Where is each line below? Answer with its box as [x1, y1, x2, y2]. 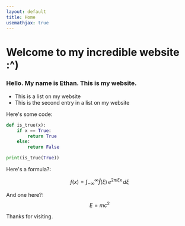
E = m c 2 [89, 200, 110, 209]
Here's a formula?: [6, 166, 52, 173]
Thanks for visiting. [6, 213, 53, 220]
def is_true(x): [6, 122, 46, 128]
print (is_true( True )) [6, 155, 60, 161]
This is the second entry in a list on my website [14, 99, 130, 106]
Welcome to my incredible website [6, 45, 180, 59]
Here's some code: [6, 111, 53, 118]
